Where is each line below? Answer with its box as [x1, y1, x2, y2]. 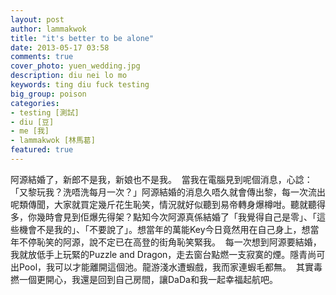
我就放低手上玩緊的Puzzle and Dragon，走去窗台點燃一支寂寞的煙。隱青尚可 [10, 248, 326, 260]
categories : [10, 98, 60, 108]
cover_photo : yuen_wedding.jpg [10, 61, 141, 71]
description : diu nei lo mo [10, 71, 128, 81]
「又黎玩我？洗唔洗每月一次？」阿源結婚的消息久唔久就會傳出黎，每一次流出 [10, 186, 326, 198]
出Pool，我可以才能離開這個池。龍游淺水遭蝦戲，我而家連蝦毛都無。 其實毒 [10, 261, 323, 273]
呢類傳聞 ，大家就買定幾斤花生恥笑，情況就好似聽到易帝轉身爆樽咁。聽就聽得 [10, 198, 326, 210]
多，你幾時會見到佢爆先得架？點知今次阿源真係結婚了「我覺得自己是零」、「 [10, 211, 317, 223]
